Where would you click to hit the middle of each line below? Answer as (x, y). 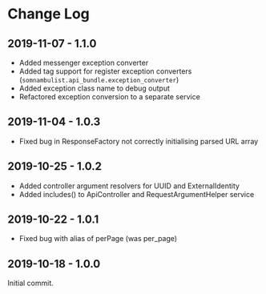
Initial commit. (30, 283)
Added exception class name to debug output (94, 88)
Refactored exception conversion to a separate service (110, 97)
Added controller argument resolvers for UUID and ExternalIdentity (129, 186)
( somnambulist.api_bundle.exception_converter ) (99, 80)
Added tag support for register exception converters (105, 71)
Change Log (48, 14)
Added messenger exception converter (84, 62)
